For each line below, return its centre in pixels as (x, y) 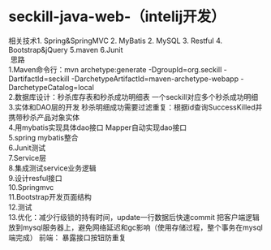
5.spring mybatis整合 (43, 137)
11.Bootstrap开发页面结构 (50, 196)
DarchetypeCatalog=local (52, 87)
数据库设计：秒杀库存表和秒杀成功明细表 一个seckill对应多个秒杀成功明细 (136, 97)
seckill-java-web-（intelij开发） (117, 17)
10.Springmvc (31, 187)
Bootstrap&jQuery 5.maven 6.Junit (66, 50)
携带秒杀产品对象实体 (44, 117)
